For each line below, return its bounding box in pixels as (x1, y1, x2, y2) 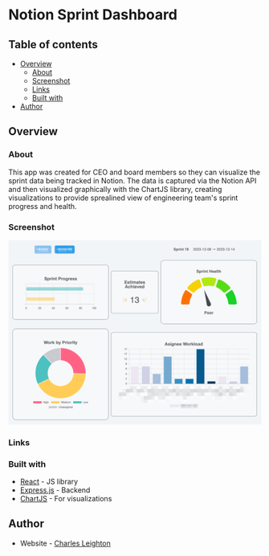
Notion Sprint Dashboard (8, 6, 178, 24)
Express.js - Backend (19, 484, 91, 495)
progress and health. (8, 201, 78, 211)
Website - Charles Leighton (19, 538, 111, 548)
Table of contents (8, 38, 98, 51)
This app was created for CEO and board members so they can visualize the (8, 167, 261, 177)
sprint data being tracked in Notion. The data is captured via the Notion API (8, 175, 257, 186)
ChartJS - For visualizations (19, 493, 112, 503)
